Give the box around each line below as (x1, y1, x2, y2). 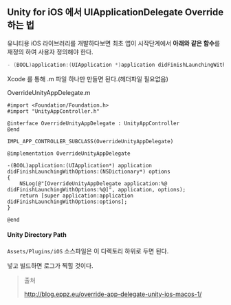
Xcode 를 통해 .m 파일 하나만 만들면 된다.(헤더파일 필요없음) (7, 74, 168, 83)
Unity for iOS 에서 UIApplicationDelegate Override (7, 6, 224, 19)
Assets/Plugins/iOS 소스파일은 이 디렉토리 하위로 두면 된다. (7, 246, 169, 255)
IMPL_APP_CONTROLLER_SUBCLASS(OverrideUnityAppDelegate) (7, 138, 174, 145)
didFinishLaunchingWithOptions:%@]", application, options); (7, 186, 186, 193)
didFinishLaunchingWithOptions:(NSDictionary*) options (7, 168, 170, 175)
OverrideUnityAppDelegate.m (7, 88, 91, 96)
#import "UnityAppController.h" (7, 107, 100, 115)
